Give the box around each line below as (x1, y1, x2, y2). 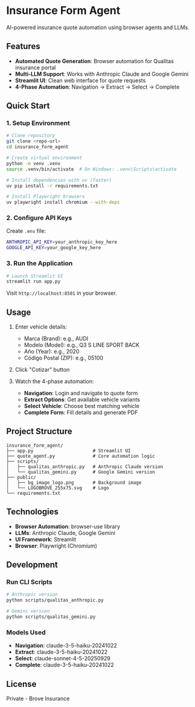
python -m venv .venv (6, 160, 61, 167)
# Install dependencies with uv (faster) (6, 177, 112, 183)
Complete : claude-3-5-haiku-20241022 (14, 662, 115, 669)
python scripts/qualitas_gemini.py (6, 614, 96, 620)
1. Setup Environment (6, 119, 71, 127)
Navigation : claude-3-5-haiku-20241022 (14, 642, 118, 649)
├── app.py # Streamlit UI (6, 447, 131, 454)
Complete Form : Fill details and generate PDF (24, 409, 138, 416)
